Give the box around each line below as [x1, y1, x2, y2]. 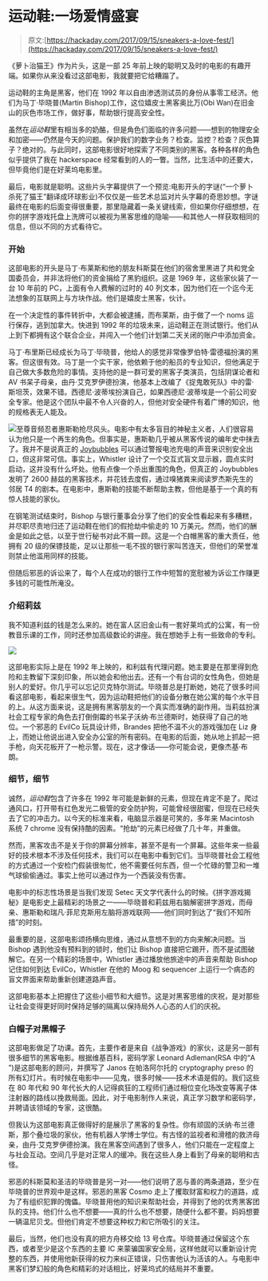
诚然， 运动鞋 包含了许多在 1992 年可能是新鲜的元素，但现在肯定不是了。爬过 [8, 793, 259, 803]
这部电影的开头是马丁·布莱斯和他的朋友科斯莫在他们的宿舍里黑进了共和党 [8, 263, 249, 273]
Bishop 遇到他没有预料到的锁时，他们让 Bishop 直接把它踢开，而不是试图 [8, 944, 249, 954]
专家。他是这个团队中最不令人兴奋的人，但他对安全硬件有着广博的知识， [14, 397, 253, 407]
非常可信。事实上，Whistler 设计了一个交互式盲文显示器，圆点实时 [35, 454, 254, 464]
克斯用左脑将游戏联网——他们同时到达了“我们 [80, 907, 231, 916]
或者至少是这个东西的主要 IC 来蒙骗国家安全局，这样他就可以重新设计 [22, 1244, 250, 1254]
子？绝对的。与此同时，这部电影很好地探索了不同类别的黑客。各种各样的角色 [8, 145, 260, 154]
